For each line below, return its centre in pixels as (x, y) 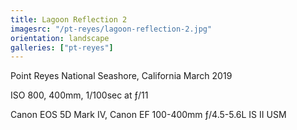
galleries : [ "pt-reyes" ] (62, 47)
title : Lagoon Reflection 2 (69, 19)
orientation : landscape (60, 38)
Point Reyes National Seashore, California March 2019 (121, 76)
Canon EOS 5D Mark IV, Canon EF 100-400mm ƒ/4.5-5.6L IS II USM (148, 115)
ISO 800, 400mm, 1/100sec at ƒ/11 (79, 95)
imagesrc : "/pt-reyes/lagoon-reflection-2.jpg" (111, 29)
